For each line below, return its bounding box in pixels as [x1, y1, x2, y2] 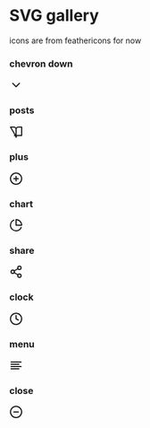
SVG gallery [9, 5, 100, 26]
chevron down [9, 57, 73, 70]
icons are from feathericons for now [9, 35, 142, 46]
